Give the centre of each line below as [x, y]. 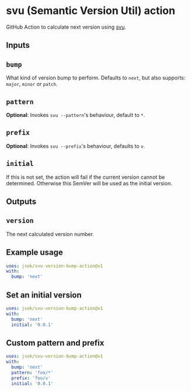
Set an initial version [44, 295]
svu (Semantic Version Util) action [91, 11]
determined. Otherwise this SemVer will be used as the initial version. [89, 183]
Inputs [18, 45]
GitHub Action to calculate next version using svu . [66, 27]
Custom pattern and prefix [55, 343]
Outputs [21, 201]
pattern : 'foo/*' [32, 372]
